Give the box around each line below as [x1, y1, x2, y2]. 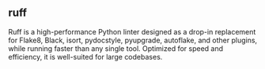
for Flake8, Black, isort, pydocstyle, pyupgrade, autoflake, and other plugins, [8, 35, 258, 45]
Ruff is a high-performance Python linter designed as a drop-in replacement [8, 27, 256, 36]
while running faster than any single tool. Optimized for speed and [8, 43, 224, 53]
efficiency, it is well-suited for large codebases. [8, 52, 163, 61]
